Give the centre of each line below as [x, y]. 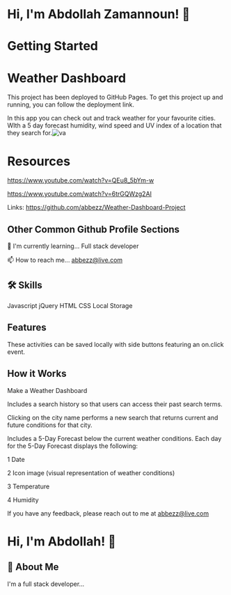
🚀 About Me [33, 567]
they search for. [30, 133]
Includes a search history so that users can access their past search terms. [115, 404]
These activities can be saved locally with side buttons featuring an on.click [115, 344]
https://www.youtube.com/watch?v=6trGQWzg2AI [79, 194]
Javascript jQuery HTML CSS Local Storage [70, 305]
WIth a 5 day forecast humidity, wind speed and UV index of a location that [114, 125]
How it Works [37, 374]
